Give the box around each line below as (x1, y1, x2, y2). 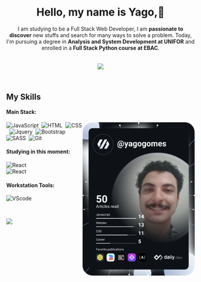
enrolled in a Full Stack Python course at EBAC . (41, 44, 160, 51)
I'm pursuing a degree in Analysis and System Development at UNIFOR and (6, 38, 195, 45)
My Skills (6, 92, 41, 102)
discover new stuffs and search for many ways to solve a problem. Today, (9, 31, 192, 38)
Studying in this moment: (6, 148, 71, 155)
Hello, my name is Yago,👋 (36, 5, 165, 19)
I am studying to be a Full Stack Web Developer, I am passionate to (17, 25, 184, 32)
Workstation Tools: (6, 181, 55, 189)
